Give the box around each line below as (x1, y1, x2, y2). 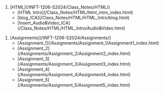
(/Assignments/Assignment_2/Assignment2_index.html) (17, 50, 131, 56)
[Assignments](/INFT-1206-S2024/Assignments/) (9, 35, 111, 41)
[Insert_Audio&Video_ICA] (17, 20, 71, 26)
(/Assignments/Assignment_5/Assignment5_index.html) (17, 82, 131, 88)
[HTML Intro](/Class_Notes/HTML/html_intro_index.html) (17, 9, 133, 15)
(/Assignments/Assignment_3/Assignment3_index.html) (17, 61, 131, 67)
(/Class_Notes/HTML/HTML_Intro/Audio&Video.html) (17, 25, 125, 31)
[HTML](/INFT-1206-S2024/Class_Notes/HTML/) (9, 4, 110, 10)
